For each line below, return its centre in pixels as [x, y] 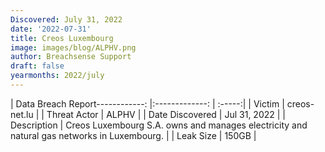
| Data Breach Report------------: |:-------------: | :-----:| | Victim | [147, 103]
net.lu [22, 114]
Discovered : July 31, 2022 [66, 19]
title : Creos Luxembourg [62, 38]
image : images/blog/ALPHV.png [73, 47]
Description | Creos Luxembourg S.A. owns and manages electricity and [159, 125]
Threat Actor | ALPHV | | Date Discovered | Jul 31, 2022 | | [166, 114]
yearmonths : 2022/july [57, 76]
